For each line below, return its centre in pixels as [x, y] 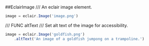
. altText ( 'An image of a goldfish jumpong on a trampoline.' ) [79, 39]
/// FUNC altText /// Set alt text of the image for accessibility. [67, 25]
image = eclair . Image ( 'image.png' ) [42, 16]
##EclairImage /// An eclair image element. [49, 7]
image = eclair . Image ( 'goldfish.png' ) [45, 34]
